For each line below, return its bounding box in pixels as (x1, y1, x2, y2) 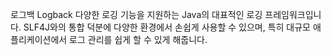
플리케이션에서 (10, 34, 68, 45)
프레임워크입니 (264, 9, 322, 20)
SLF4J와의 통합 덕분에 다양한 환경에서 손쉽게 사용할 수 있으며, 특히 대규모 (23, 21, 311, 33)
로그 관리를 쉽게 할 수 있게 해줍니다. (69, 34, 208, 45)
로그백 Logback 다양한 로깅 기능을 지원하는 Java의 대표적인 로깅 (10, 9, 263, 20)
